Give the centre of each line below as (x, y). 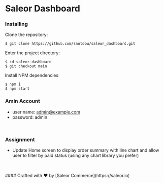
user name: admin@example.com (46, 112)
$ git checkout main (26, 66)
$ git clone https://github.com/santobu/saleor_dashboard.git (70, 44)
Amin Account (23, 101)
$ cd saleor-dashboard (28, 62)
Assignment (20, 140)
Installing (16, 24)
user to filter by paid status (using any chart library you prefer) (76, 155)
